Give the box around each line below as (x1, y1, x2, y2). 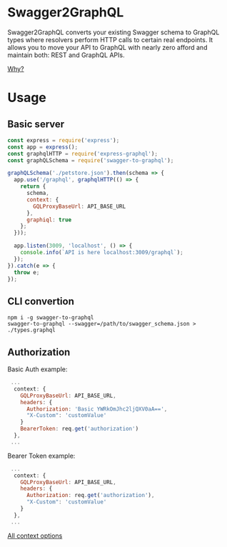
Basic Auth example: (7, 365, 68, 373)
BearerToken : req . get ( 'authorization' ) (20, 426, 139, 433)
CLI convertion (7, 295, 75, 307)
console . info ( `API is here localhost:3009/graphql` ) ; (20, 249, 183, 256)
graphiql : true (26, 216, 72, 224)
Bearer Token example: (7, 451, 76, 460)
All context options (7, 531, 63, 540)
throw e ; (14, 269, 40, 276)
